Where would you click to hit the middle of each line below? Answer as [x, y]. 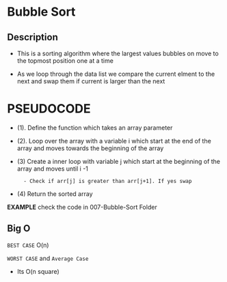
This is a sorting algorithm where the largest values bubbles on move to [118, 53]
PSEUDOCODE [49, 109]
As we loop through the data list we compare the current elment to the [116, 74]
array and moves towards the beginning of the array [90, 148]
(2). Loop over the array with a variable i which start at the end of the [114, 141]
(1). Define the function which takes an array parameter [95, 128]
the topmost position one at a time [65, 61]
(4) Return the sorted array [55, 194]
